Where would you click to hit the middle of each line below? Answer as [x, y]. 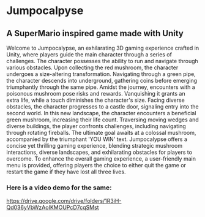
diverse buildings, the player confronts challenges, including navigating [96, 126]
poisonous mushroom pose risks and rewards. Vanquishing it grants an [96, 93]
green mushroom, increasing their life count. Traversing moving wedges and [102, 120]
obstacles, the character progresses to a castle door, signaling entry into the [102, 107]
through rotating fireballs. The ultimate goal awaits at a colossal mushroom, [101, 133]
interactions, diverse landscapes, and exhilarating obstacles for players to [99, 152]
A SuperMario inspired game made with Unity [95, 33]
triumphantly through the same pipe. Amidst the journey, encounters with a [101, 87]
